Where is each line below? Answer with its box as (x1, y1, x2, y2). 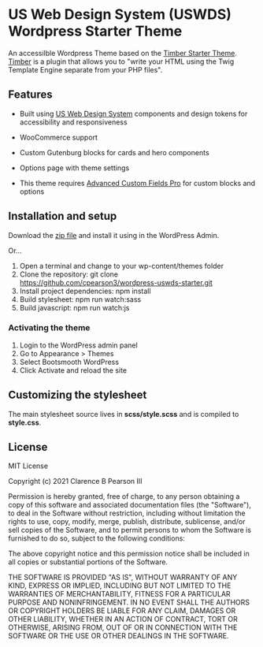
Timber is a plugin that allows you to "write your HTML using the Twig (8, 57, 235, 66)
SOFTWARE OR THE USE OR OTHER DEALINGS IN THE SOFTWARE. (8, 631, 229, 641)
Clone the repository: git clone (19, 270, 118, 279)
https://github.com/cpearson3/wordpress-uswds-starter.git (19, 277, 213, 287)
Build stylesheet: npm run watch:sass (19, 294, 142, 304)
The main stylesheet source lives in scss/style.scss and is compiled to (8, 409, 239, 418)
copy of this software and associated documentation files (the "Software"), (8, 500, 252, 510)
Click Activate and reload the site (19, 365, 128, 375)
